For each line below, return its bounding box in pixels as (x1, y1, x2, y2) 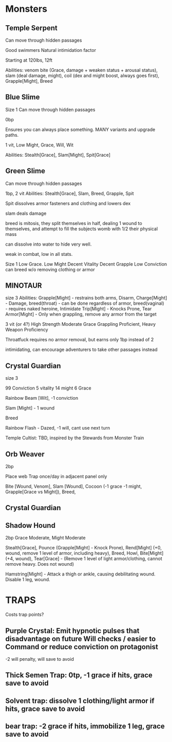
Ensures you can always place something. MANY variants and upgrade (5, 126, 156, 133)
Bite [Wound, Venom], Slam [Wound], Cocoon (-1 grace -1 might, (5, 484, 142, 490)
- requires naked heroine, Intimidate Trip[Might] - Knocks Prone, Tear (5, 306, 152, 312)
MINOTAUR (5, 281, 42, 290)
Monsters (5, 3, 48, 15)
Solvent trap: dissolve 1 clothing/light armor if (5, 696, 155, 705)
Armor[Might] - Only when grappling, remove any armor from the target (5, 311, 157, 318)
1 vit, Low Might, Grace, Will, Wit (5, 142, 73, 148)
